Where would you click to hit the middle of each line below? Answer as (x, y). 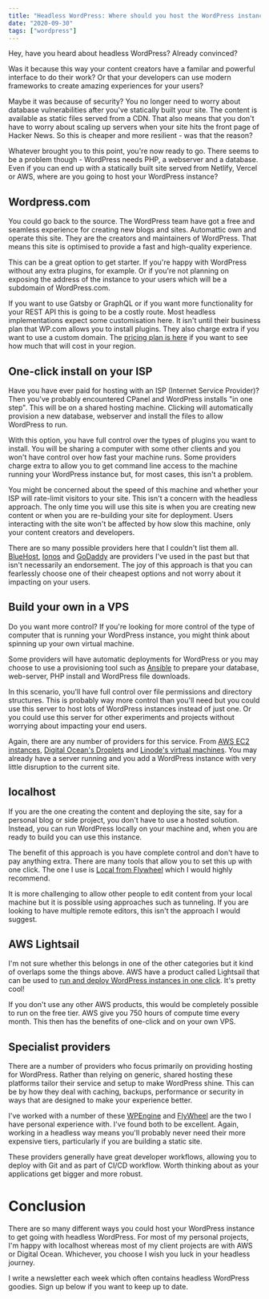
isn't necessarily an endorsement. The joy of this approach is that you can (130, 565)
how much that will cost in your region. (72, 346)
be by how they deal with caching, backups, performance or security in (126, 1092)
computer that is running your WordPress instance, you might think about (129, 635)
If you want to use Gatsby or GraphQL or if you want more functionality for (131, 304)
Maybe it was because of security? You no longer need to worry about (124, 102)
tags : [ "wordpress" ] (43, 30)
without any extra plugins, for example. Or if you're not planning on (119, 271)
